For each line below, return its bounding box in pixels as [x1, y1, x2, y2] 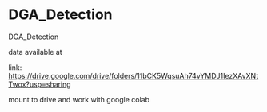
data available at [8, 47, 62, 56]
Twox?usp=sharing [8, 79, 71, 89]
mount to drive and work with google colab [8, 95, 150, 104]
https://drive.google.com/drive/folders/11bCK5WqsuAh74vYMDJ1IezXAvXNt [8, 71, 259, 80]
